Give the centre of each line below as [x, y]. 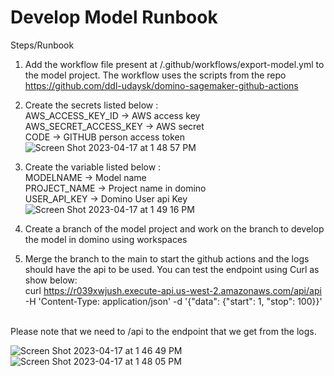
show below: [51, 280]
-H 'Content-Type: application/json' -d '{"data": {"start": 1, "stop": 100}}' [173, 301]
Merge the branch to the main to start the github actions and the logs [167, 258]
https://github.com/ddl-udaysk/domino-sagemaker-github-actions [161, 85]
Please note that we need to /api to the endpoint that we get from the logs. [163, 331]
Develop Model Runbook [114, 17]
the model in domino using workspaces [106, 239]
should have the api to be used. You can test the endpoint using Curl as [172, 269]
